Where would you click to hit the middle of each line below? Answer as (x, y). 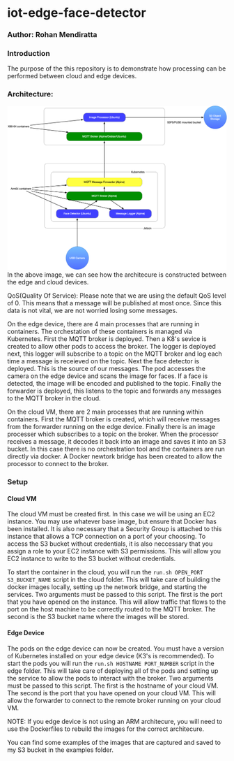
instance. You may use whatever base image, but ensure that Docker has (112, 521)
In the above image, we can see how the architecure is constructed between (117, 275)
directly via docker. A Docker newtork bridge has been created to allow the (115, 456)
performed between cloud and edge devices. (72, 76)
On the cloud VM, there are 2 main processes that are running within (106, 412)
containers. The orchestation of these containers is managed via (100, 332)
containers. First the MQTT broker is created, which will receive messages (114, 419)
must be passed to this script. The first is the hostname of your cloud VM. (113, 686)
